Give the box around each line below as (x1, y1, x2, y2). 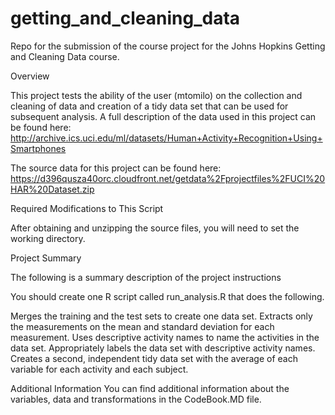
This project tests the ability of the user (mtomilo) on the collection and (10, 89, 303, 101)
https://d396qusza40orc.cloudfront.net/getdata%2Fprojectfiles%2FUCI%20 (10, 172, 326, 184)
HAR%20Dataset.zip (10, 183, 95, 195)
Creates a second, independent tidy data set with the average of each (10, 352, 298, 364)
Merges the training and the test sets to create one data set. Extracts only (10, 310, 313, 322)
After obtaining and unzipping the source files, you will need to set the (10, 222, 300, 234)
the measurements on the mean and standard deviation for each (10, 320, 275, 332)
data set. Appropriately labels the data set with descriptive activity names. (10, 342, 316, 354)
